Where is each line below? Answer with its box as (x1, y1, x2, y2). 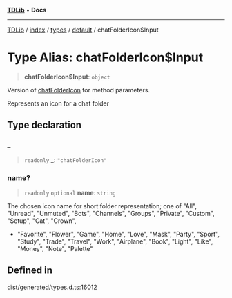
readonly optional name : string (23, 188, 116, 197)
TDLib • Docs (7, 6, 47, 14)
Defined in (7, 265, 53, 277)
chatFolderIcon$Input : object (23, 72, 110, 81)
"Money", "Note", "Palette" (17, 244, 93, 252)
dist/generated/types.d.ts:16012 (7, 283, 98, 291)
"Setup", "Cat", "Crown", (7, 217, 77, 225)
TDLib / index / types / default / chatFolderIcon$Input (7, 26, 159, 34)
